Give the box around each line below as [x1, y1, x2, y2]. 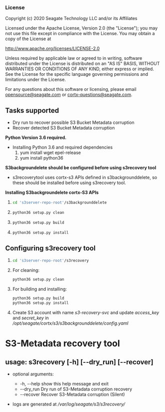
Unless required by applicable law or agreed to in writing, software [5, 55, 142, 61]
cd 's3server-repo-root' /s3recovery [12, 258, 89, 263]
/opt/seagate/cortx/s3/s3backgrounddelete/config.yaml [12, 320, 128, 326]
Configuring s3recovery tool [5, 244, 96, 252]
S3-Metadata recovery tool [5, 338, 120, 349]
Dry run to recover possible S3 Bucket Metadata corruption [12, 119, 135, 125]
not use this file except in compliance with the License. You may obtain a [5, 31, 155, 37]
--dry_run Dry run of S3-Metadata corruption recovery [19, 386, 132, 392]
